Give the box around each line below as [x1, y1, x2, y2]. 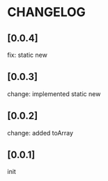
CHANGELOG [7, 4, 86, 20]
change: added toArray [7, 128, 74, 137]
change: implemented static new [7, 89, 101, 98]
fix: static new [7, 51, 47, 59]
